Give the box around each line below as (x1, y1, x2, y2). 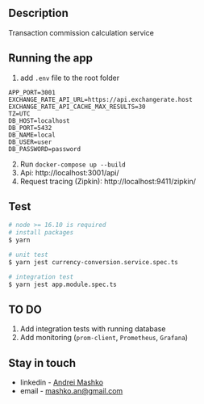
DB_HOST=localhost (8, 116, 70, 124)
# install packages (8, 229, 74, 237)
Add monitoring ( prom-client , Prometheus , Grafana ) (19, 333, 188, 343)
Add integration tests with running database (19, 324, 166, 334)
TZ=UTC (8, 109, 31, 118)
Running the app (8, 52, 93, 65)
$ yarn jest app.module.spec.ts (8, 280, 117, 288)
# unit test (8, 250, 48, 259)
